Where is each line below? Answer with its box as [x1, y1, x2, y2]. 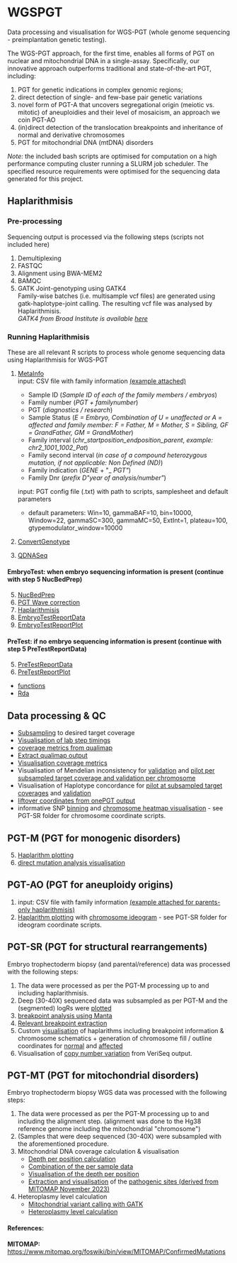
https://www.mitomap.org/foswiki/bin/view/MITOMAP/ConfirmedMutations [7, 1247, 226, 1256]
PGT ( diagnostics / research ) [28, 405, 113, 414]
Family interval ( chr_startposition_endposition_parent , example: [28, 436, 214, 444]
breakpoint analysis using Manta [17, 1011, 112, 1020]
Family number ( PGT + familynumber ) [28, 398, 139, 407]
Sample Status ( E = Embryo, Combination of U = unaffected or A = [28, 413, 223, 421]
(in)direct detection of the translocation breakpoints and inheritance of [17, 123, 224, 131]
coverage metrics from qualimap [17, 744, 113, 752]
